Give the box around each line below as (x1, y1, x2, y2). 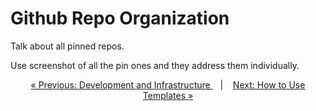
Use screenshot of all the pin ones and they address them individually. (10, 59, 300, 71)
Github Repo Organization (10, 7, 230, 30)
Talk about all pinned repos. (10, 40, 125, 52)
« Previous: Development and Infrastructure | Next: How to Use (30, 78, 306, 91)
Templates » (142, 89, 194, 101)
